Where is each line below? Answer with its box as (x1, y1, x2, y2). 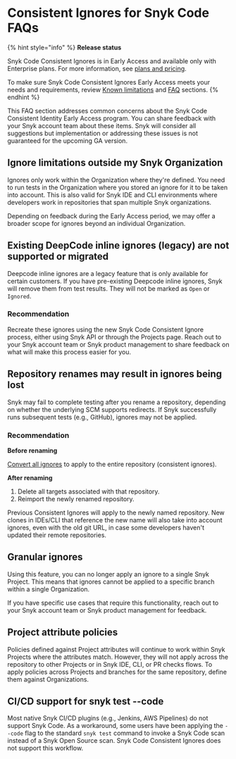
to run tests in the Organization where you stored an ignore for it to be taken (7, 183, 228, 192)
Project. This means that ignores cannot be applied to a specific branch (7, 577, 215, 586)
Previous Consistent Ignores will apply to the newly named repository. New (7, 508, 225, 517)
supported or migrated (7, 251, 109, 263)
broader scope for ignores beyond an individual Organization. (7, 219, 186, 227)
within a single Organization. (7, 584, 90, 593)
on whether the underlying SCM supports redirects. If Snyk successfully (7, 405, 217, 413)
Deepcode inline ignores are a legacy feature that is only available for (7, 269, 209, 277)
